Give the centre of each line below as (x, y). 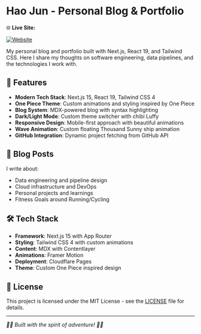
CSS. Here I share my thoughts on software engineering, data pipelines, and (100, 57)
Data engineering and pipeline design (61, 180)
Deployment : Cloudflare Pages (53, 262)
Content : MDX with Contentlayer (55, 249)
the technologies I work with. (42, 63)
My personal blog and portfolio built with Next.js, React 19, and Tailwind (94, 51)
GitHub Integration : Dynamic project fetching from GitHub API (92, 135)
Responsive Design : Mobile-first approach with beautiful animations (99, 122)
